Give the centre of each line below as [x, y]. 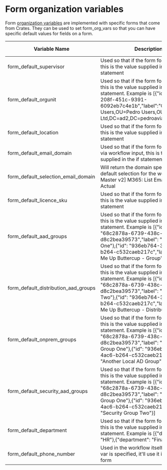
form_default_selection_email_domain [51, 177]
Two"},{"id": [114, 297]
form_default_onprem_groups [42, 339]
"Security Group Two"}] [128, 413]
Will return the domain [126, 167]
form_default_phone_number [42, 454]
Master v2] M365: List [126, 180]
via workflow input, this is [130, 153]
